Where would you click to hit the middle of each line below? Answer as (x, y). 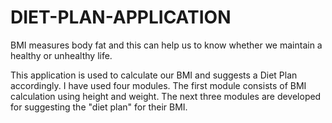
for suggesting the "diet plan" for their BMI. (99, 107)
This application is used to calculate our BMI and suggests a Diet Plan (154, 75)
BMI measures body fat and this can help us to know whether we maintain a (166, 45)
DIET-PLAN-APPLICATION (121, 17)
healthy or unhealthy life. (61, 55)
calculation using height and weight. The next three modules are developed (166, 96)
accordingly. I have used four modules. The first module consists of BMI (158, 85)
